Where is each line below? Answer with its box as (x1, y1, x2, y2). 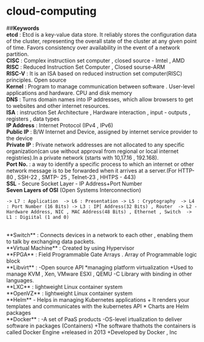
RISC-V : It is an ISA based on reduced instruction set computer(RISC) (6, 69, 183, 77)
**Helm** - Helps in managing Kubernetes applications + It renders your (6, 296, 190, 303)
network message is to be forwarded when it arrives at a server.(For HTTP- (6, 166, 195, 174)
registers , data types (6, 115, 60, 123)
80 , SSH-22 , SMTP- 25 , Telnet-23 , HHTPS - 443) (6, 173, 136, 180)
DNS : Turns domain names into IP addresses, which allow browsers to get (6, 96, 194, 103)
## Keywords (6, 24, 40, 32)
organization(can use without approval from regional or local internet (6, 148, 179, 155)
